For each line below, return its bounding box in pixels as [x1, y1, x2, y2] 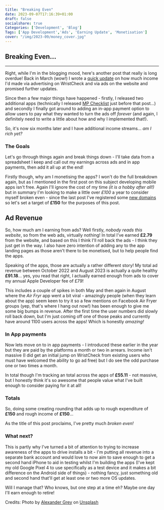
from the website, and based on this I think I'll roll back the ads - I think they [5, 237, 158, 243]
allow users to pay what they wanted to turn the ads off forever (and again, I [5, 111, 158, 116]
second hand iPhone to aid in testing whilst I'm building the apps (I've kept [5, 459, 155, 465]
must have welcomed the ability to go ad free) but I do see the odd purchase [5, 357, 159, 363]
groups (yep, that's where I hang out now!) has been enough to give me [5, 303, 149, 309]
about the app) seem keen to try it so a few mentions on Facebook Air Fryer [5, 298, 157, 304]
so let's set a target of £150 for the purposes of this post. [5, 200, 121, 205]
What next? [5, 433, 33, 440]
